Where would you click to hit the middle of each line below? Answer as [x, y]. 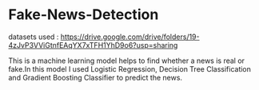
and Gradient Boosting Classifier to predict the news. [95, 77]
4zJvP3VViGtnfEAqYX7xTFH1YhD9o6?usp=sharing [93, 45]
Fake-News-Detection [84, 15]
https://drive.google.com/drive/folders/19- [130, 37]
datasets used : [34, 37]
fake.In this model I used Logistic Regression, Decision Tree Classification [130, 68]
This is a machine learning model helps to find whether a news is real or [127, 61]
